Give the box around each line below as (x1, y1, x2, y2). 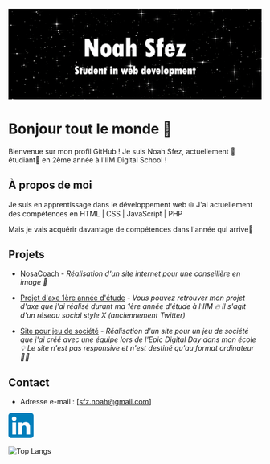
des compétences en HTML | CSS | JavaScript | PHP (8, 208, 183, 218)
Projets (8, 247, 46, 261)
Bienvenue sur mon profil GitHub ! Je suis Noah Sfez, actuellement (8, 146, 229, 156)
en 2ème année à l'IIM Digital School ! (41, 154, 167, 165)
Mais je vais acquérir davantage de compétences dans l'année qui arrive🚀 (8, 224, 254, 234)
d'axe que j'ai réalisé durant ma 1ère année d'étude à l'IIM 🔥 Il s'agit (19, 302, 247, 311)
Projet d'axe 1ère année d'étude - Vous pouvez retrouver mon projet (19, 293, 246, 302)
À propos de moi (8, 179, 92, 192)
